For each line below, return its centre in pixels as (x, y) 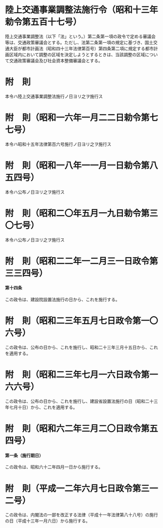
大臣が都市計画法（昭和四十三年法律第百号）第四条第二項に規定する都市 (81, 48)
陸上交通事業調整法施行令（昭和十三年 (82, 10)
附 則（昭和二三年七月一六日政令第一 (82, 375)
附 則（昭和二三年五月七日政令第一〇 (82, 321)
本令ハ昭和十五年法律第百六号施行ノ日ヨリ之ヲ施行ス (58, 144)
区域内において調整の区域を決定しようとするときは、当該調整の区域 (77, 54)
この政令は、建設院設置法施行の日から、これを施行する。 (62, 300)
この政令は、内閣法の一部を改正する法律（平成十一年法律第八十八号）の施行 (81, 515)
